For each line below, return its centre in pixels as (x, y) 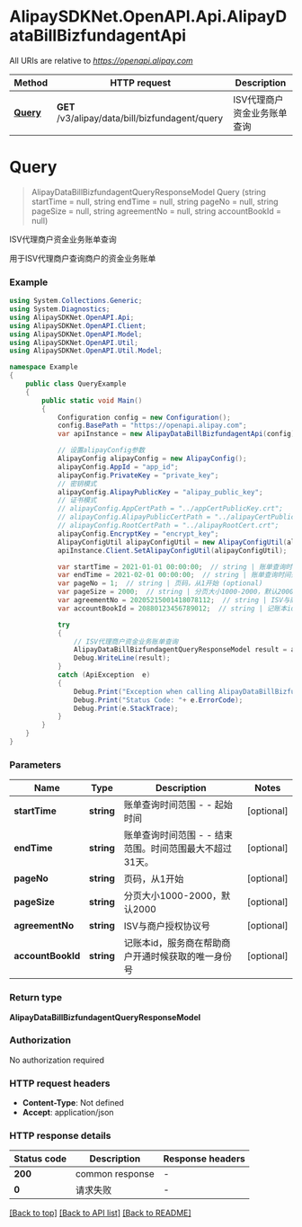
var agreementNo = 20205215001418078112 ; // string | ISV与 (173, 600)
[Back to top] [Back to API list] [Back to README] (100, 1213)
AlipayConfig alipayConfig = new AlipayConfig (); (152, 459)
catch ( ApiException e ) (104, 675)
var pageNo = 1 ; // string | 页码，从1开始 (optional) (160, 583)
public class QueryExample (76, 384)
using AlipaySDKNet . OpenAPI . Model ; (76, 334)
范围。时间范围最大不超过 (178, 849)
